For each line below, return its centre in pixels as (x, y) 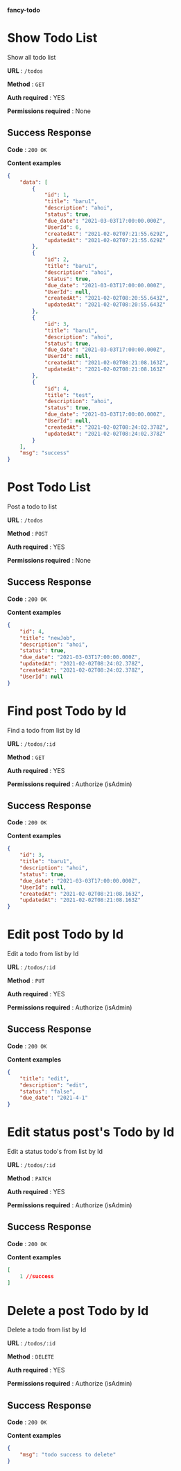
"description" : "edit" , (54, 1085)
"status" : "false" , (48, 1091)
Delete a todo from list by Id (47, 1330)
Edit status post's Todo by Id (91, 1132)
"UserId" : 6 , (63, 227)
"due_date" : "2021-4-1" (54, 1098)
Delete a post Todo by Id (78, 1310)
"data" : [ (34, 182)
